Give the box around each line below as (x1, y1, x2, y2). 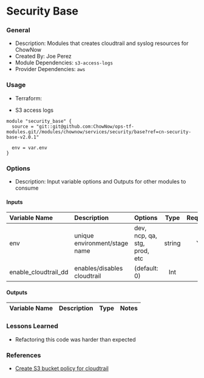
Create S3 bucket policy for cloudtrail (15, 365, 109, 372)
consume (15, 184, 39, 192)
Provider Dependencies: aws (15, 66, 86, 73)
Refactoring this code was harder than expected (15, 335, 136, 343)
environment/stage (74, 239, 129, 247)
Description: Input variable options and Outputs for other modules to (15, 178, 186, 185)
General (6, 26, 30, 35)
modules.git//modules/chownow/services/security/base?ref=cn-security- (6, 129, 191, 135)
